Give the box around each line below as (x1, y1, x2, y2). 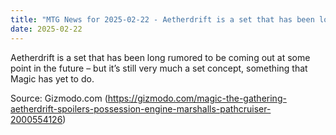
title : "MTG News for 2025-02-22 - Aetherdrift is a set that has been (10, 14, 315, 25)
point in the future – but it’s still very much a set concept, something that (10, 62, 308, 74)
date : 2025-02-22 (10, 24, 83, 34)
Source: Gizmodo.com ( (10, 92, 108, 104)
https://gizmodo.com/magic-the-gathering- (107, 92, 287, 104)
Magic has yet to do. (10, 72, 95, 85)
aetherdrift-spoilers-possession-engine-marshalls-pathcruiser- (10, 102, 272, 115)
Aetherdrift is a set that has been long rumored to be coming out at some (10, 51, 311, 63)
